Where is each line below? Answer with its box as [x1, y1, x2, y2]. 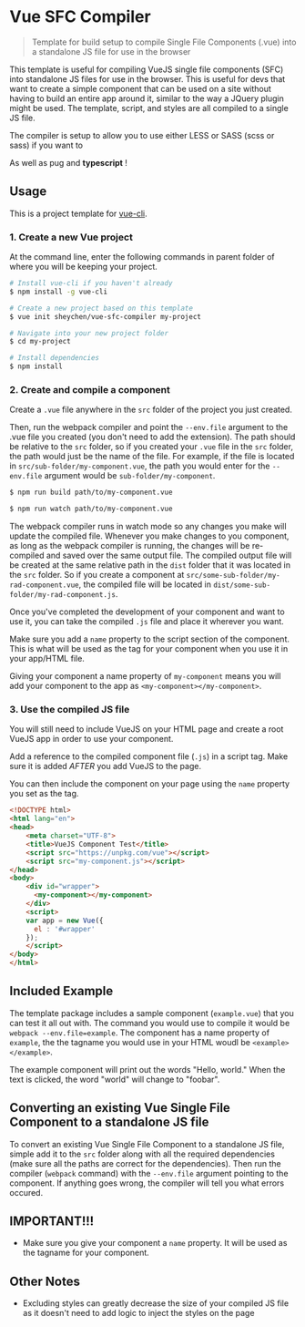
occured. [9, 1187, 44, 1198]
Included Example [9, 983, 114, 999]
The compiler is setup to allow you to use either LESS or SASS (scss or [9, 129, 275, 140]
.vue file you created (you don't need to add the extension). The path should [9, 431, 296, 443]
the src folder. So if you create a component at [9, 570, 185, 581]
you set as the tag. [9, 788, 79, 799]
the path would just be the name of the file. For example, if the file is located [9, 451, 295, 462]
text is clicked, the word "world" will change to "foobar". [9, 1074, 220, 1085]
